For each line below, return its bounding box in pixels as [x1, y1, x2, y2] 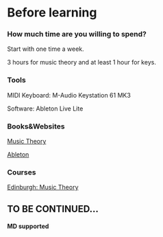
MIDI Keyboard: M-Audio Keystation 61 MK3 [7, 91, 131, 99]
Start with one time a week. [7, 45, 84, 53]
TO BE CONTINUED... [7, 203, 99, 214]
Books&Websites [7, 122, 65, 131]
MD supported [7, 222, 49, 231]
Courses [7, 168, 36, 177]
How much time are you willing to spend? [7, 30, 147, 39]
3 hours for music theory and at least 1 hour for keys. [7, 58, 156, 67]
